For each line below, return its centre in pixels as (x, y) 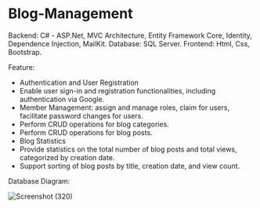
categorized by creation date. (67, 157)
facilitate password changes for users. (81, 115)
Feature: (22, 67)
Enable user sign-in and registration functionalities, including (117, 90)
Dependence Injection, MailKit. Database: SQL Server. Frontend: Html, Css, (129, 43)
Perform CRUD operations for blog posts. (86, 132)
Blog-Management (70, 14)
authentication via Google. (62, 99)
